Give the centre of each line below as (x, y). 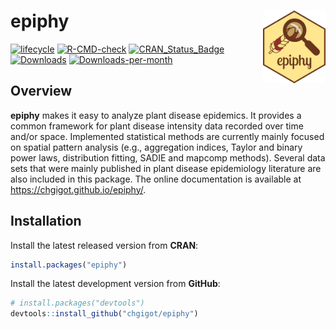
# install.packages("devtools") (77, 303)
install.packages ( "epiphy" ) (69, 265)
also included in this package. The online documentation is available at (156, 179)
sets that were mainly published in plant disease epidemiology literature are (166, 168)
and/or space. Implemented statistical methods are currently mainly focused (167, 136)
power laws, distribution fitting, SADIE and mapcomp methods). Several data (168, 157)
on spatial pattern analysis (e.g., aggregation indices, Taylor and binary (156, 147)
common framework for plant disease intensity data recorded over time (157, 126)
